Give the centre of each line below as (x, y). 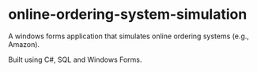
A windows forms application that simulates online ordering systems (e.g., (128, 36)
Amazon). (24, 44)
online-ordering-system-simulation (128, 14)
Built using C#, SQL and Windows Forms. (75, 59)
